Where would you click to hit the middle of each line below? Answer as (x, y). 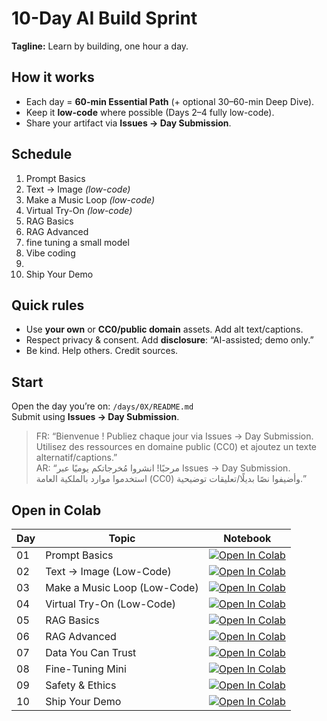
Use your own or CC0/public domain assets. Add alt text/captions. (164, 329)
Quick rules (48, 305)
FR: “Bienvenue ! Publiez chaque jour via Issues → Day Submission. (174, 436)
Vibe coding (50, 253)
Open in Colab (56, 510)
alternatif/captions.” (76, 458)
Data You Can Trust (91, 652)
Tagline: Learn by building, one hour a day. (100, 46)
